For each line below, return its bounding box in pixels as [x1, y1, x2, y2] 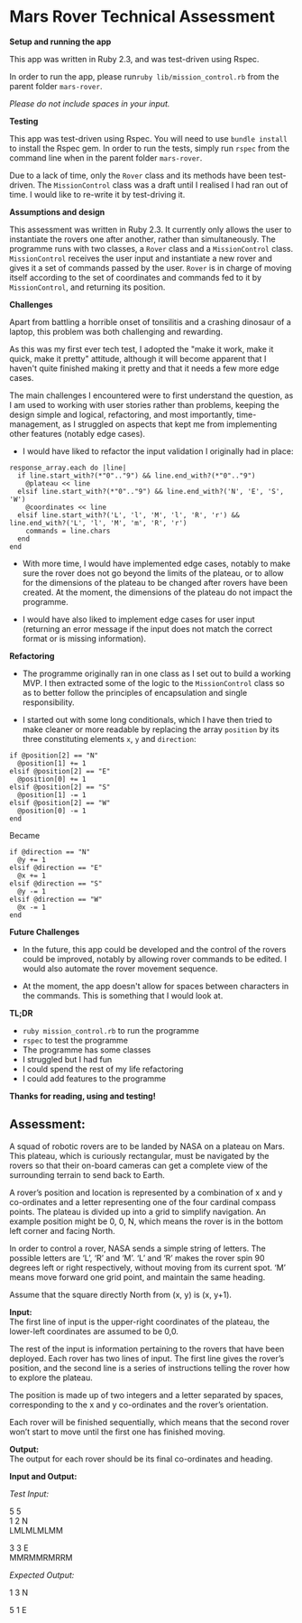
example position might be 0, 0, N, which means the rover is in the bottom [9, 1216, 284, 1227]
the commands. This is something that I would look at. [22, 990, 224, 1001]
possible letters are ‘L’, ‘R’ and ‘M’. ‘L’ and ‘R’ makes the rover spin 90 [9, 1252, 265, 1263]
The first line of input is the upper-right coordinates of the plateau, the [9, 1316, 270, 1327]
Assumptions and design [9, 206, 105, 218]
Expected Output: [9, 1569, 75, 1581]
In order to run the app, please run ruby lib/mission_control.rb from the [9, 70, 279, 82]
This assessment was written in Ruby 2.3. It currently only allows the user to [9, 224, 292, 235]
